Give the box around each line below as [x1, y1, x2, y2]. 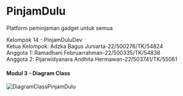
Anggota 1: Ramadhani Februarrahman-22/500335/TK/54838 [6, 49, 160, 56]
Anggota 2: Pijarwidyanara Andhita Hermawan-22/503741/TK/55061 [6, 55, 178, 63]
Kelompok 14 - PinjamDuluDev [6, 36, 82, 43]
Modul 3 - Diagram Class [6, 69, 71, 77]
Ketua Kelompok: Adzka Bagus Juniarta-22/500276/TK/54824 [6, 43, 163, 50]
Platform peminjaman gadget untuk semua [6, 24, 113, 32]
